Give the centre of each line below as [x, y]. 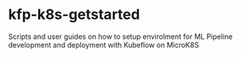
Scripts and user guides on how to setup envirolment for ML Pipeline [120, 36]
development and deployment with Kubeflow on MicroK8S [104, 44]
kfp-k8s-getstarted [74, 15]
